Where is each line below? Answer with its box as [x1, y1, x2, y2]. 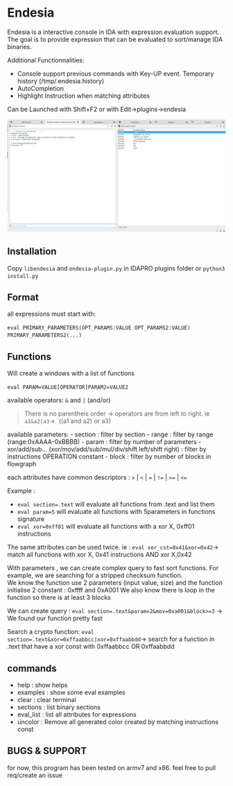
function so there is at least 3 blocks [7, 593, 111, 601]
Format [7, 291, 40, 303]
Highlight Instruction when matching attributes [17, 92, 150, 100]
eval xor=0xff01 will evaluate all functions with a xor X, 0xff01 [17, 522, 195, 531]
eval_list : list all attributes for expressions [17, 710, 137, 719]
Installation [7, 246, 57, 257]
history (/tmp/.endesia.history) [17, 76, 105, 85]
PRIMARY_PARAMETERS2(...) [7, 332, 82, 339]
